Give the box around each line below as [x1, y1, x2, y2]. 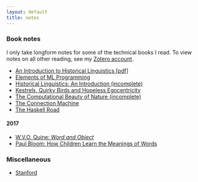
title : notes [6, 15, 40, 21]
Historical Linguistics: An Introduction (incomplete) [15, 80, 143, 87]
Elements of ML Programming [15, 73, 90, 81]
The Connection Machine [15, 99, 79, 107]
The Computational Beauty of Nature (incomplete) [15, 93, 142, 100]
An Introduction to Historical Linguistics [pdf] [15, 67, 129, 74]
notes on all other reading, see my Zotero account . [6, 55, 134, 62]
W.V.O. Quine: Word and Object [15, 134, 94, 140]
